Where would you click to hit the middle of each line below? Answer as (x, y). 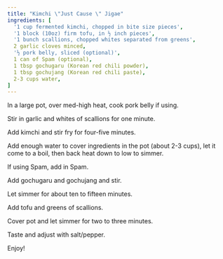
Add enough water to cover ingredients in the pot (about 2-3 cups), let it (111, 146)
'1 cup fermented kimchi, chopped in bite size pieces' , (99, 27)
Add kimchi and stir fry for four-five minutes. (72, 132)
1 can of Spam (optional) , (53, 59)
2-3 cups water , (37, 79)
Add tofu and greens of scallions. (55, 208)
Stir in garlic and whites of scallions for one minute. (81, 119)
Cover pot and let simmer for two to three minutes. (80, 221)
